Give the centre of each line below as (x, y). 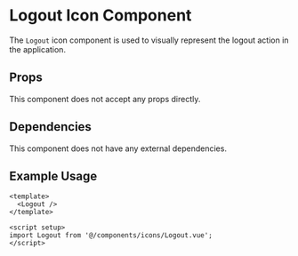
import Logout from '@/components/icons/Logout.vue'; (111, 236)
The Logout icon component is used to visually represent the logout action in (149, 40)
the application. (38, 49)
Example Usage (53, 176)
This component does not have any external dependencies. (118, 148)
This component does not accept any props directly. (105, 99)
